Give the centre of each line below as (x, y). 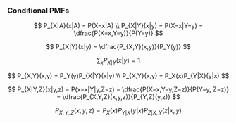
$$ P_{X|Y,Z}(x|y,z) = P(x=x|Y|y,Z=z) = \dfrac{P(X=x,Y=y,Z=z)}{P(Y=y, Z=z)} (118, 89)
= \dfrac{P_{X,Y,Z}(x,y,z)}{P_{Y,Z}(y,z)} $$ (118, 97)
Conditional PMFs (38, 11)
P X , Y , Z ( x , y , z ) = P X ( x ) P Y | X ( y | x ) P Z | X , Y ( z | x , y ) (118, 111)
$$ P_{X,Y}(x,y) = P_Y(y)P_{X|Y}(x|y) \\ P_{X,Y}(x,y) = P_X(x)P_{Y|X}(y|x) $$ (118, 76)
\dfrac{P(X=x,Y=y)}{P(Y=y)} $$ (118, 33)
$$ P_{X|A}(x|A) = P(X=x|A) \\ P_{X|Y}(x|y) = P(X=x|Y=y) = (118, 26)
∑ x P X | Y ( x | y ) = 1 (118, 61)
